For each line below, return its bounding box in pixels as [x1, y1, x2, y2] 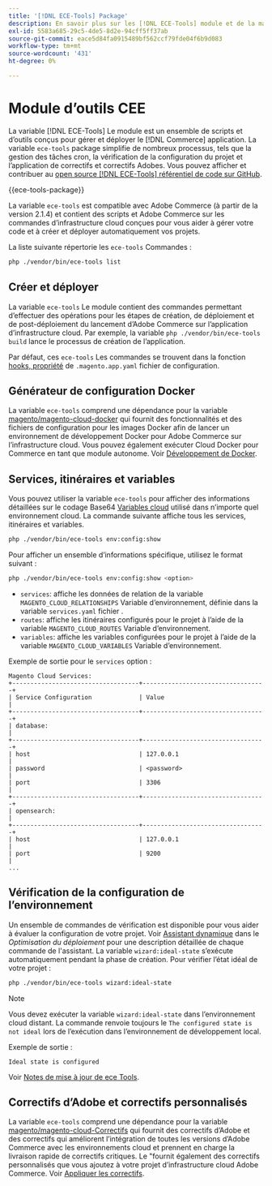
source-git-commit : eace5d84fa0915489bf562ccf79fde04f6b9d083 [8, 34, 223, 43]
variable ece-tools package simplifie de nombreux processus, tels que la [8, 143, 252, 153]
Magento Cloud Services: [8, 672, 92, 680]
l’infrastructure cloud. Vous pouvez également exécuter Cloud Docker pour [8, 440, 259, 450]
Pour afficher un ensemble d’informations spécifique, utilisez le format [8, 550, 243, 560]
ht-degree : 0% [8, 58, 57, 66]
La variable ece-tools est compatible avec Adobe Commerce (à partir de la [8, 200, 258, 210]
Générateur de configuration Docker [8, 384, 196, 397]
